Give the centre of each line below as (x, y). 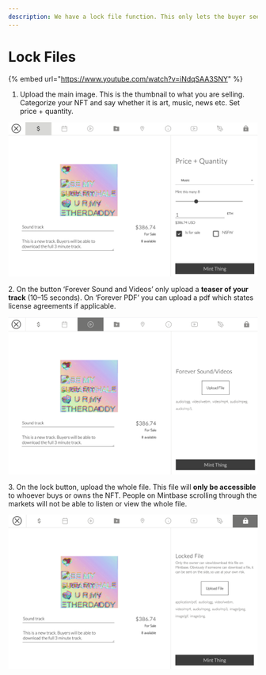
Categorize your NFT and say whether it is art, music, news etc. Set (129, 102)
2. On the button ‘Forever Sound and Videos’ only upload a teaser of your (129, 289)
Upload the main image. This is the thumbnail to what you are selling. (132, 94)
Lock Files (42, 57)
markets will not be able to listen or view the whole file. (98, 504)
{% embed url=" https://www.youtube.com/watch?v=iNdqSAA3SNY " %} (125, 78)
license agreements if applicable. (62, 305)
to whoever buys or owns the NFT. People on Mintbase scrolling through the (133, 495)
